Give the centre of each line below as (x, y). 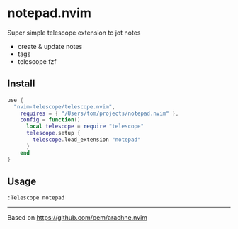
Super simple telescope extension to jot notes (74, 33)
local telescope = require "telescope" (85, 127)
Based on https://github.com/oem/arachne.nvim (77, 218)
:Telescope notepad (36, 198)
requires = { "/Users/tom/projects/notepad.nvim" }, (100, 113)
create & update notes (50, 46)
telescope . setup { (53, 133)
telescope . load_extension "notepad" (87, 140)
